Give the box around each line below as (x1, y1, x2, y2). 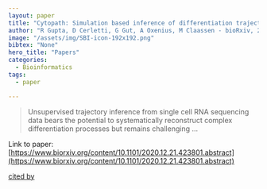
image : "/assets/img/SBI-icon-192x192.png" (8, 33, 155, 42)
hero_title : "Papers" (8, 48, 80, 56)
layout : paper (8, 11, 56, 20)
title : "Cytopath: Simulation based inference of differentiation (8, 19, 233, 27)
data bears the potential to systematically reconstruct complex (27, 115, 233, 125)
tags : (8, 71, 26, 79)
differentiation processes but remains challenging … (27, 124, 199, 133)
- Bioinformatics (15, 64, 73, 71)
